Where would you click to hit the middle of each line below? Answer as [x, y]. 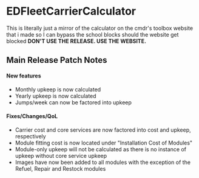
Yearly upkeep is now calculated [56, 96]
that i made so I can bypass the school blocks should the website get [93, 34]
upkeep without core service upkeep [61, 155]
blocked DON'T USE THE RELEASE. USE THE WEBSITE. [76, 41]
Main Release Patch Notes [57, 60]
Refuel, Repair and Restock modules [60, 168]
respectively [31, 136]
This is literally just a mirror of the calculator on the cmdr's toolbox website [99, 28]
